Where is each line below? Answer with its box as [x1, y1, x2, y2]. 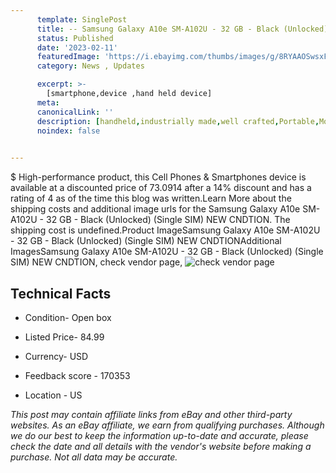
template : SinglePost [36, 14, 128, 25]
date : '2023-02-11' [36, 42, 118, 53]
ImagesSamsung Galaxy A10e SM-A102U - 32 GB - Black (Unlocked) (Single [10, 246, 324, 258]
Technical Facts [10, 285, 112, 302]
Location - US [24, 389, 83, 401]
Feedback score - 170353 [24, 369, 131, 381]
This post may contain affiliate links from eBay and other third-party [10, 408, 293, 420]
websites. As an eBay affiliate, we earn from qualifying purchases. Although [10, 419, 325, 431]
